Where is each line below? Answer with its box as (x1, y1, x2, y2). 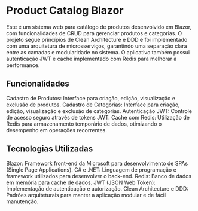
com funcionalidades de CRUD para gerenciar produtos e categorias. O (6, 29, 182, 36)
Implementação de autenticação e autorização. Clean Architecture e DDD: (6, 185, 188, 192)
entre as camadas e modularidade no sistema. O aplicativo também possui (6, 48, 190, 56)
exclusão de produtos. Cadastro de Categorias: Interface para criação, (6, 101, 181, 108)
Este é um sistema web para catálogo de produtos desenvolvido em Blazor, (6, 23, 192, 30)
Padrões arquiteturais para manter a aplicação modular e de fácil (6, 191, 166, 198)
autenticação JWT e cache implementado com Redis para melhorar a (6, 55, 177, 62)
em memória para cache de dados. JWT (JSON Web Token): (6, 179, 156, 186)
